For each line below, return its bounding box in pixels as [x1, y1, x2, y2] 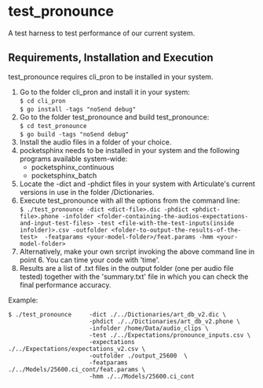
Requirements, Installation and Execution [8, 51, 214, 64]
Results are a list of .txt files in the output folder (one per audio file [19, 263, 234, 273]
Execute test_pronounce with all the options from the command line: [19, 196, 240, 205]
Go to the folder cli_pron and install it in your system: [19, 87, 191, 97]
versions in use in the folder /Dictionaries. [19, 187, 155, 196]
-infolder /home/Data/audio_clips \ [89, 324, 210, 332]
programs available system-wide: [19, 154, 128, 163]
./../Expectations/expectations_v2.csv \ [8, 345, 146, 353]
